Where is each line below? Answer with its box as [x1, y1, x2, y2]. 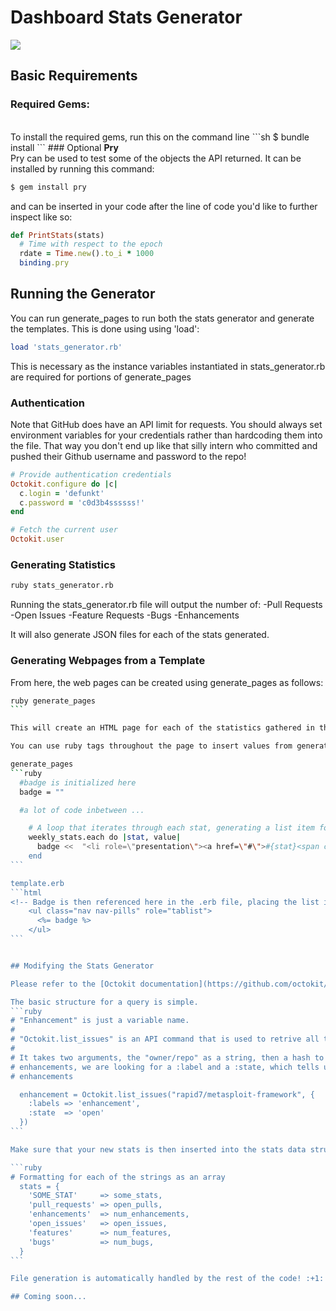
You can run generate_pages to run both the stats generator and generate [10, 312, 315, 324]
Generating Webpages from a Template [10, 654, 206, 668]
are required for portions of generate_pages [10, 371, 192, 383]
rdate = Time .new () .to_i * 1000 [19, 249, 155, 259]
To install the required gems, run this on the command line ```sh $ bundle [10, 131, 310, 143]
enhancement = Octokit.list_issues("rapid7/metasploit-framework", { [19, 1089, 315, 1100]
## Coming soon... [10, 1292, 87, 1302]
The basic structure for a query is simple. [10, 997, 199, 1007]
